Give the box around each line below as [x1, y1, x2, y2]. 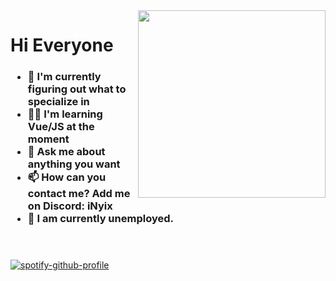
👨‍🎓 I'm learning [27, 107, 103, 121]
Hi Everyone [10, 34, 114, 57]
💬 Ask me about [27, 145, 106, 159]
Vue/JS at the [27, 120, 95, 134]
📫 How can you [27, 170, 107, 184]
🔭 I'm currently [27, 70, 102, 84]
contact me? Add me [27, 187, 131, 201]
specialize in [27, 95, 90, 109]
